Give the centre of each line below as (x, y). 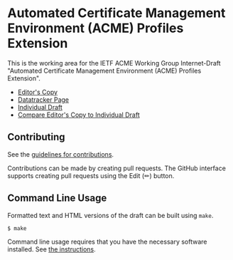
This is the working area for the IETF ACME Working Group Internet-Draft (114, 63)
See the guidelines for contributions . (61, 154)
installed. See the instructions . (52, 249)
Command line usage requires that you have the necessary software (107, 242)
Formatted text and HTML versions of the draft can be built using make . (110, 215)
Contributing (36, 137)
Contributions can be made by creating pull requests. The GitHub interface (116, 168)
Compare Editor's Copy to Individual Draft (78, 115)
